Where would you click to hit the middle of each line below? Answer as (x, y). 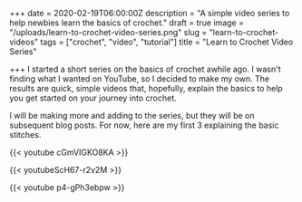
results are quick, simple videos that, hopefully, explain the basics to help (146, 88)
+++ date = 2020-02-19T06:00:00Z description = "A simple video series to (150, 13)
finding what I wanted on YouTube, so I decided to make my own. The (140, 79)
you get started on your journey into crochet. (93, 98)
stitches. (25, 135)
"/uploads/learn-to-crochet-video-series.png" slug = (108, 32)
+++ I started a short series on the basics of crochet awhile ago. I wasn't (145, 69)
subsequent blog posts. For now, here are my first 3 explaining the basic (144, 125)
